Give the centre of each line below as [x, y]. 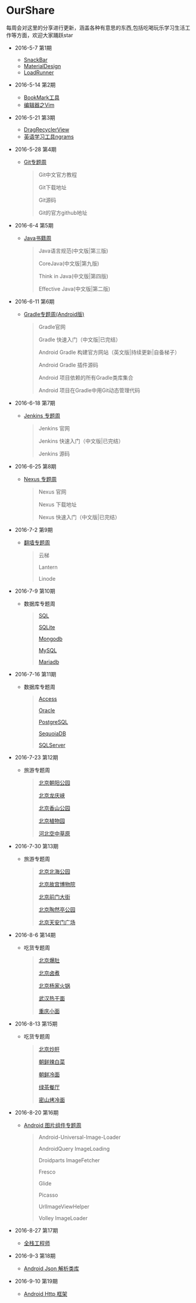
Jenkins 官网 [54, 428]
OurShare [30, 10]
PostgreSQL [53, 722]
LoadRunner [39, 72]
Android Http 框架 [45, 1293]
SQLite [47, 627]
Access [48, 698]
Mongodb [50, 639]
